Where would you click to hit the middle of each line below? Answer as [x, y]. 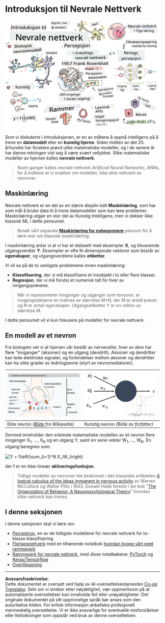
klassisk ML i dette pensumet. [35, 221]
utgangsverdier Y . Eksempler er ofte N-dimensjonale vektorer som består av [82, 250]
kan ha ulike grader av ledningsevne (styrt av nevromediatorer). [69, 363]
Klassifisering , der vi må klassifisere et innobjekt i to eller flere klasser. [84, 275]
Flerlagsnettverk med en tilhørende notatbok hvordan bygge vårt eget [83, 544]
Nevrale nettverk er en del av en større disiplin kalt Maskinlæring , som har [81, 205]
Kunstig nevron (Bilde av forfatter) [119, 424]
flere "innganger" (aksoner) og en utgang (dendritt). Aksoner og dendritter [81, 352]
